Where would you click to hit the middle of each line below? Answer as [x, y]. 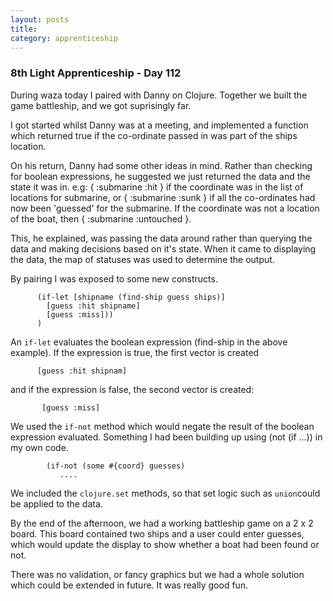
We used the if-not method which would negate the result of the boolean [162, 426]
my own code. [39, 447]
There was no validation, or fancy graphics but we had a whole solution [157, 574]
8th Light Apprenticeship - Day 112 [96, 73]
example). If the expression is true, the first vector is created [135, 352]
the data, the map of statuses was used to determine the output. [142, 259]
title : [24, 29]
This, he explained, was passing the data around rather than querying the [161, 238]
